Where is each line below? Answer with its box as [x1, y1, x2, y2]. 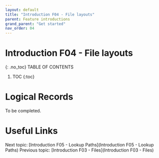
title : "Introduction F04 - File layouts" [5, 12, 95, 17]
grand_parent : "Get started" [5, 21, 66, 26]
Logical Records [5, 91, 73, 102]
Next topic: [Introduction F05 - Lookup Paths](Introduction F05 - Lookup [5, 141, 154, 147]
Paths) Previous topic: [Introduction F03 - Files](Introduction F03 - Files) [5, 147, 154, 153]
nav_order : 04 [5, 26, 35, 31]
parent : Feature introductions [5, 16, 70, 21]
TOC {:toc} [12, 73, 35, 80]
